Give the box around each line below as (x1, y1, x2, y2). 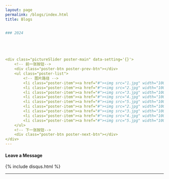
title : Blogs (5, 17, 33, 22)
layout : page (5, 7, 33, 13)
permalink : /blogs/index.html (5, 12, 69, 17)
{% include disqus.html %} (5, 163, 61, 169)
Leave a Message (5, 152, 43, 158)
